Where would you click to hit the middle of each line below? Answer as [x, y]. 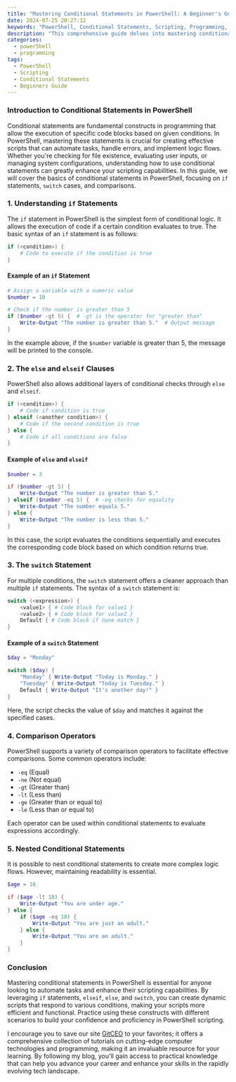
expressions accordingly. [44, 830]
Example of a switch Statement [53, 643]
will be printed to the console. [50, 350]
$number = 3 [25, 474]
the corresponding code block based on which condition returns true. [108, 547]
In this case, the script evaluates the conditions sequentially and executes [114, 539]
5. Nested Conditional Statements [66, 849]
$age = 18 [22, 884]
